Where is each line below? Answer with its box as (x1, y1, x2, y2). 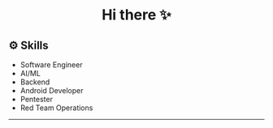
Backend (19, 77, 50, 87)
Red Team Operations (19, 103, 93, 113)
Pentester (19, 95, 53, 104)
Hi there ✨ (101, 6, 172, 24)
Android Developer (19, 86, 84, 95)
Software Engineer (19, 60, 83, 70)
